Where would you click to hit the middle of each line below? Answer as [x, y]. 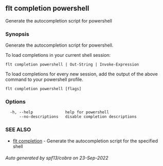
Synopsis [17, 34]
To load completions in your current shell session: [58, 55]
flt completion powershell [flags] [43, 89]
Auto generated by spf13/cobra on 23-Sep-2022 [57, 158]
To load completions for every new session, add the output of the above [81, 74]
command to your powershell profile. [44, 79]
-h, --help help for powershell [60, 112]
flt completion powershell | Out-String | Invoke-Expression [72, 65]
